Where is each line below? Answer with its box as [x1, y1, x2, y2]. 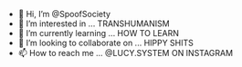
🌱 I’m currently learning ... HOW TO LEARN [17, 28, 180, 38]
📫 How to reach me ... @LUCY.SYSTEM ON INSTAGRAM [17, 48, 234, 58]
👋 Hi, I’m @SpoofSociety [17, 9, 111, 19]
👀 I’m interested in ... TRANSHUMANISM [17, 18, 171, 29]
